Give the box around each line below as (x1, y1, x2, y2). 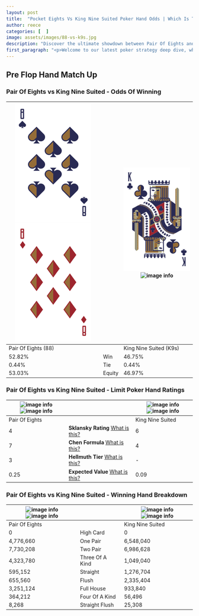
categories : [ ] (6, 28, 49, 34)
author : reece (6, 22, 41, 28)
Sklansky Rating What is (68, 424, 129, 431)
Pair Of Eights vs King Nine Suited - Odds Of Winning (6, 88, 162, 96)
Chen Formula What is (68, 439, 124, 446)
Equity (102, 370, 119, 377)
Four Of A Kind (79, 593, 116, 601)
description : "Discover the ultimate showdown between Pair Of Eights (6, 41, 184, 47)
